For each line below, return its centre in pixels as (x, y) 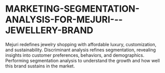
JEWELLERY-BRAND (49, 30)
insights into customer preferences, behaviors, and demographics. (75, 55)
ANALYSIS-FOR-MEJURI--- (64, 20)
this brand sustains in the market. (40, 66)
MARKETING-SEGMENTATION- (72, 9)
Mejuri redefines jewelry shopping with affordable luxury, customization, (81, 44)
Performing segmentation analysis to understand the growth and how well (82, 60)
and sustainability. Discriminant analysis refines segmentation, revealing (81, 50)
